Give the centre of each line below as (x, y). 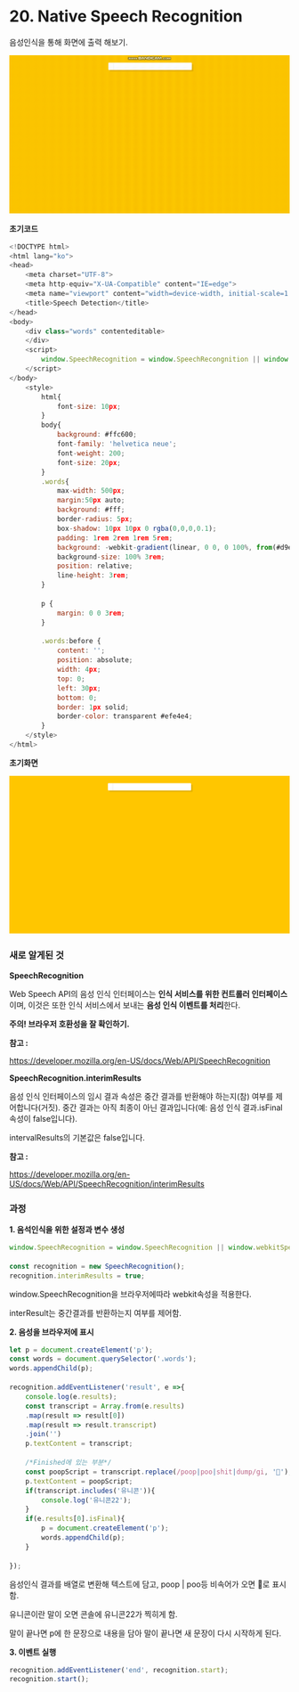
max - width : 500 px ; (91, 491)
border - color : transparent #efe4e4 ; (125, 716)
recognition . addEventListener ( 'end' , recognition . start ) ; (119, 1670)
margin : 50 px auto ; (91, 501)
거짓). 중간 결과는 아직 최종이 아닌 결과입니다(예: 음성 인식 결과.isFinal (162, 1108)
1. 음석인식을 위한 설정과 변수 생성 (67, 1230)
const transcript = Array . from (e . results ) (105, 1406)
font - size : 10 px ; (89, 406)
